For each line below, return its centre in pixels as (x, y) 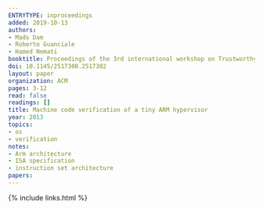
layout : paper (31, 74)
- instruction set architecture (61, 168)
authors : (22, 30)
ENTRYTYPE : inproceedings (50, 15)
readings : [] (29, 103)
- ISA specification (42, 161)
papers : (21, 176)
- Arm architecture (40, 153)
